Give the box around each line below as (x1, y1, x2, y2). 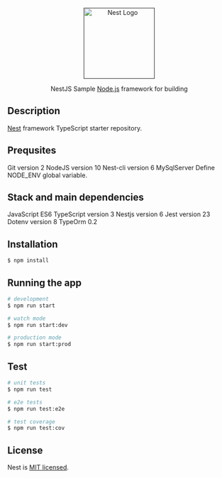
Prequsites (7, 145, 57, 157)
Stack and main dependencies (7, 191, 144, 204)
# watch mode (7, 315, 46, 322)
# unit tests (7, 379, 46, 387)
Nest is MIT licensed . (7, 463, 70, 472)
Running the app (7, 277, 82, 289)
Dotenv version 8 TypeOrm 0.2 (7, 218, 98, 226)
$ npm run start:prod (7, 341, 72, 348)
